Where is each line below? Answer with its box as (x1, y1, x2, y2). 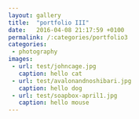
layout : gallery (8, 11, 61, 20)
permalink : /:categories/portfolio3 (8, 33, 128, 41)
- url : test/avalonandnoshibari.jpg (11, 77, 132, 85)
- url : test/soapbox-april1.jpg (11, 92, 118, 99)
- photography (11, 48, 58, 56)
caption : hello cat (18, 70, 82, 78)
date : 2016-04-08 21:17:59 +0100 (8, 26, 125, 34)
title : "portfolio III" (8, 19, 90, 27)
